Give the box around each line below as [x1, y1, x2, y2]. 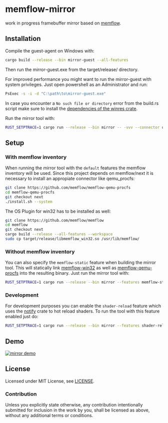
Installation [5, 34, 41, 43]
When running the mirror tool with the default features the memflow [5, 165, 146, 171]
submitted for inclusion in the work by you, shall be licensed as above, [5, 407, 150, 413]
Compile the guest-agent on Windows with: [5, 47, 95, 53]
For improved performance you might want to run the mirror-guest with [5, 76, 151, 82]
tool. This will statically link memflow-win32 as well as [5, 265, 116, 271]
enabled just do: [5, 314, 38, 320]
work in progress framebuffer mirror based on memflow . [5, 20, 121, 26]
